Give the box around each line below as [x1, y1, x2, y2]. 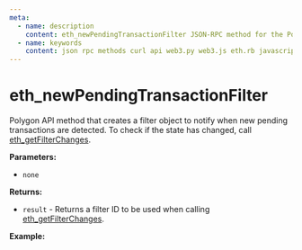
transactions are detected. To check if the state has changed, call [9, 125, 252, 136]
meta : [9, 13, 30, 22]
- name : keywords [17, 38, 83, 48]
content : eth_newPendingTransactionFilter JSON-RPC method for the [25, 30, 283, 39]
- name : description [17, 22, 94, 31]
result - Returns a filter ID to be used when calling [22, 204, 210, 215]
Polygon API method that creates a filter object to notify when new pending [9, 115, 289, 126]
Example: [9, 231, 46, 242]
